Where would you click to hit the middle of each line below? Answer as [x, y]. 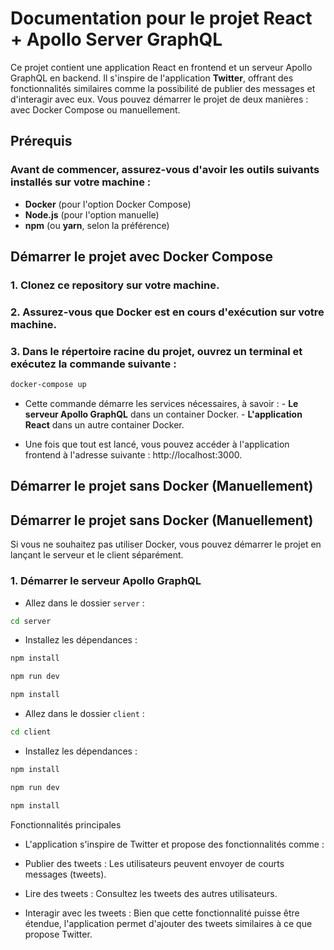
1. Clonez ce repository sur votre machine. [115, 285]
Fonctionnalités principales [66, 824]
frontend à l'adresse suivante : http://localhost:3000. [133, 455]
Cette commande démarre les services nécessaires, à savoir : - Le [161, 404]
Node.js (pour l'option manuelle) [92, 214]
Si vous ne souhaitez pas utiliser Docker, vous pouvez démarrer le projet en [166, 544]
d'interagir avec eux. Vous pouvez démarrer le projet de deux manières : [159, 99]
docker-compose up [48, 385]
